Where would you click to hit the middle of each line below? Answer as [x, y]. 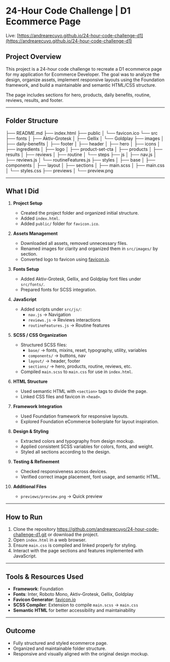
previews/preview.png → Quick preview [62, 496]
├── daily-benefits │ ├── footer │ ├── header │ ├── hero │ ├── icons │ [83, 143]
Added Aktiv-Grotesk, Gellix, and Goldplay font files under [81, 279]
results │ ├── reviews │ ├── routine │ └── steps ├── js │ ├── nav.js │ [81, 155]
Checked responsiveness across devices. [64, 472]
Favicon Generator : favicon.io [44, 599]
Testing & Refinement [36, 462]
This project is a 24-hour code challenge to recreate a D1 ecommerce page [84, 69]
